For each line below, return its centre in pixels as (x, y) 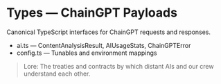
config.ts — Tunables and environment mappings (87, 53)
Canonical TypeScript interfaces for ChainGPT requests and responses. (109, 32)
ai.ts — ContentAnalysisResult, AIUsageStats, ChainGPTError (104, 45)
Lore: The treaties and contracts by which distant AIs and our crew (118, 66)
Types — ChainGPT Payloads (92, 13)
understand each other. (57, 74)
